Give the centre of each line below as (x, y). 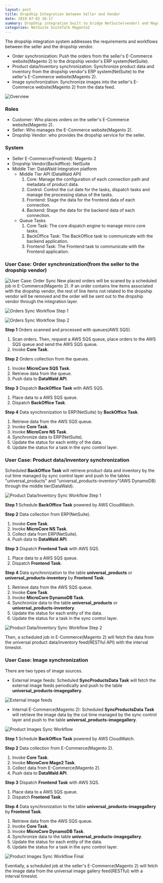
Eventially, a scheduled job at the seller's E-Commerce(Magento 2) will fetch (81, 865)
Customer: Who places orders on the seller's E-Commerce (71, 120)
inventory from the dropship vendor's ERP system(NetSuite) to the (78, 72)
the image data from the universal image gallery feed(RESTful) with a (74, 871)
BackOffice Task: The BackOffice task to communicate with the (90, 236)
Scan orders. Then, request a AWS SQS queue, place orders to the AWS (84, 339)
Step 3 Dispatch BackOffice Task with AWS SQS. (54, 388)
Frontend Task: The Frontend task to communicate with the (85, 246)
